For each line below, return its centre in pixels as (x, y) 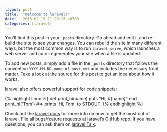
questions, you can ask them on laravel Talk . (51, 124)
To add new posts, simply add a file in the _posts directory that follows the (82, 63)
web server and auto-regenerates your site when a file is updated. (73, 54)
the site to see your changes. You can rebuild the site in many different (89, 43)
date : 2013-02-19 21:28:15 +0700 (42, 19)
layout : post (19, 10)
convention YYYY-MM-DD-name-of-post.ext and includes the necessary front (82, 69)
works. (12, 79)
